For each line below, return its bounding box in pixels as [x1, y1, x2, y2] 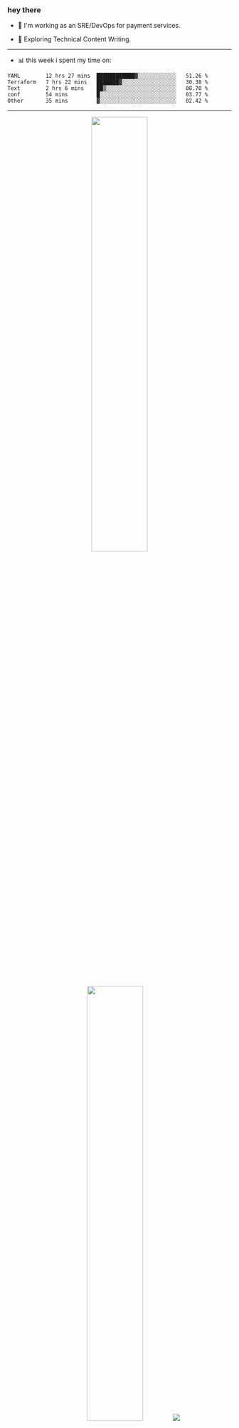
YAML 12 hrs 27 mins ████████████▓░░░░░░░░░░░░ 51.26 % [7, 73, 208, 80]
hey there [7, 5, 41, 15]
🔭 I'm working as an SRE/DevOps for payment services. [17, 21, 181, 30]
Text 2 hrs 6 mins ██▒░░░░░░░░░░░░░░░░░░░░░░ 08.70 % [7, 85, 208, 92]
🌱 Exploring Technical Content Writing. [17, 35, 132, 44]
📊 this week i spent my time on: [17, 56, 112, 65]
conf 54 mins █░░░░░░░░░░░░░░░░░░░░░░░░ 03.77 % [7, 91, 208, 98]
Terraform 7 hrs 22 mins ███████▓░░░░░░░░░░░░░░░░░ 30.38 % [7, 78, 208, 86]
